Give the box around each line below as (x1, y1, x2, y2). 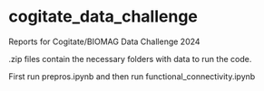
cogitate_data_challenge (8, 6, 199, 27)
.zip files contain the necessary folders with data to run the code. (8, 53, 252, 64)
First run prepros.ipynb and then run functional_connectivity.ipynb (8, 70, 256, 82)
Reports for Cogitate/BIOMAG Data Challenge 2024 (8, 36, 200, 47)
